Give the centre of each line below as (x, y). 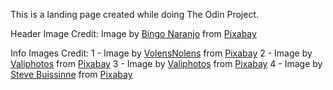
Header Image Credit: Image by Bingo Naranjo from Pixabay (133, 33)
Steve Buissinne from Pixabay (71, 74)
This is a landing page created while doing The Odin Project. (134, 14)
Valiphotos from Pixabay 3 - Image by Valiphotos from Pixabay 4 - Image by (166, 63)
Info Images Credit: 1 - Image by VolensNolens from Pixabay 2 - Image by (161, 53)
